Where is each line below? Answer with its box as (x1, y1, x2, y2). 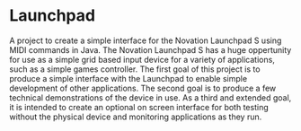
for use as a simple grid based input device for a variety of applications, (9, 54, 276, 65)
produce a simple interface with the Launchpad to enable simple (9, 73, 248, 83)
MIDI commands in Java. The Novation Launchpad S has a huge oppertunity (9, 44, 292, 55)
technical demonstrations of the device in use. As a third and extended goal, (9, 92, 292, 103)
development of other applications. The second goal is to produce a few (9, 83, 277, 93)
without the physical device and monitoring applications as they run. (9, 111, 262, 122)
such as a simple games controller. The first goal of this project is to (9, 64, 261, 74)
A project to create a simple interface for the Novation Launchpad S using (9, 35, 282, 46)
